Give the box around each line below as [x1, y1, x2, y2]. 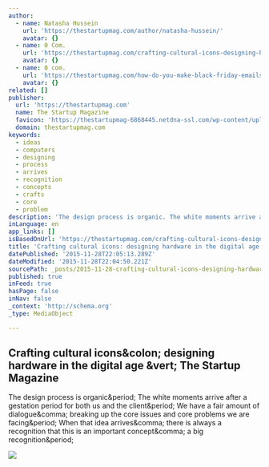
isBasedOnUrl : [8, 236, 56, 244]
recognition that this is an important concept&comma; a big [8, 426, 204, 437]
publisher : [8, 94, 45, 102]
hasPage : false [8, 288, 59, 296]
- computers [15, 146, 56, 154]
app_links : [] [8, 227, 56, 236]
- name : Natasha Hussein [15, 19, 98, 27]
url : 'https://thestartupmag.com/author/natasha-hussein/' [22, 26, 224, 34]
